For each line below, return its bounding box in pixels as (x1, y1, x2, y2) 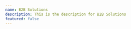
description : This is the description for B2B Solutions (5, 12, 126, 17)
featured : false (5, 16, 39, 21)
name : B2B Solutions (5, 7, 48, 12)
